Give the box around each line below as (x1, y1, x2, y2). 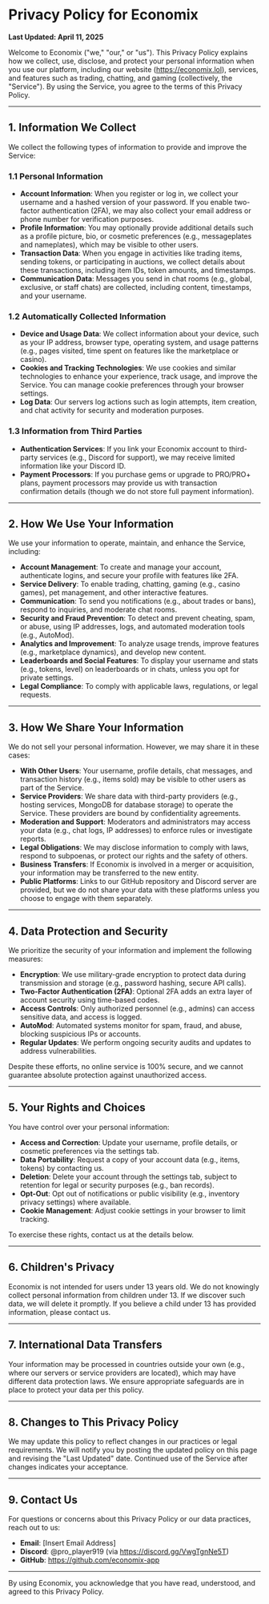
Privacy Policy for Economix (8, 6, 199, 24)
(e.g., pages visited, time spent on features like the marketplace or (19, 346, 239, 356)
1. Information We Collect (8, 121, 137, 135)
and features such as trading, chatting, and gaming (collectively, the (8, 73, 233, 82)
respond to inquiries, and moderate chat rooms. (19, 605, 178, 614)
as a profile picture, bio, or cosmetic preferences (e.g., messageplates (19, 231, 252, 241)
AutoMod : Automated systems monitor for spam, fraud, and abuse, (19, 1021, 243, 1031)
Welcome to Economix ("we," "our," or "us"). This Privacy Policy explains (8, 47, 248, 57)
